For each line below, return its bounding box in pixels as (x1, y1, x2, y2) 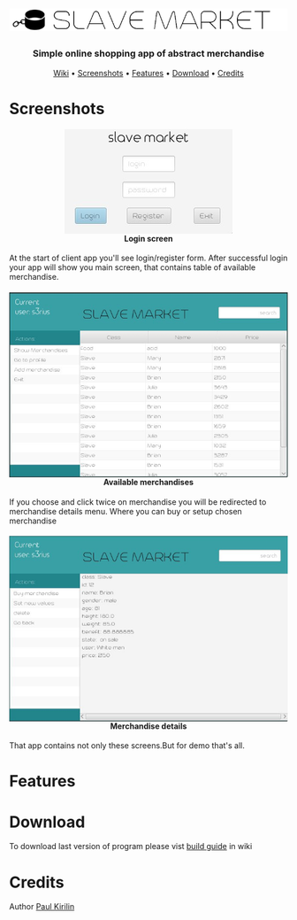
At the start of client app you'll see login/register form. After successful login (9, 252, 288, 264)
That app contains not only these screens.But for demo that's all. (9, 740, 246, 751)
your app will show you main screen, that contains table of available (9, 262, 256, 273)
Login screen (123, 233, 173, 244)
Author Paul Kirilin (9, 901, 75, 912)
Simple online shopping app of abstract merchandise (32, 48, 265, 60)
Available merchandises (103, 477, 194, 488)
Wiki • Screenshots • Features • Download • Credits (52, 67, 245, 78)
